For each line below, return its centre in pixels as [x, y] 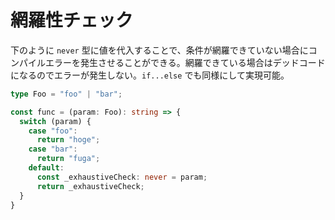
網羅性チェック [72, 20]
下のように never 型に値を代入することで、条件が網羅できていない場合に [159, 50]
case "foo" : [53, 131]
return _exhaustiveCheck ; [90, 186]
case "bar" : [53, 149]
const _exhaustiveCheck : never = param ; [122, 177]
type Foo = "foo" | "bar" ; [66, 94]
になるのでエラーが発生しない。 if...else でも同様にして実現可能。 [150, 75]
